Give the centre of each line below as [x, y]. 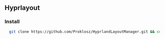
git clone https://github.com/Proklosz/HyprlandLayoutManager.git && [82, 32]
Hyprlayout [22, 8]
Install [12, 22]
